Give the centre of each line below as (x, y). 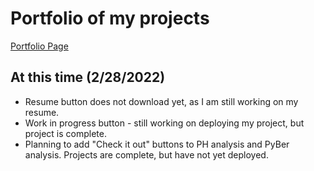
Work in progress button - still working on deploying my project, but (164, 123)
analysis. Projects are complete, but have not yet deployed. (146, 154)
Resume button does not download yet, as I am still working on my (161, 101)
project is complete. (66, 133)
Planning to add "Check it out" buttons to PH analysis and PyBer (157, 144)
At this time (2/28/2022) (88, 77)
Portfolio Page (39, 46)
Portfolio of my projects (110, 18)
